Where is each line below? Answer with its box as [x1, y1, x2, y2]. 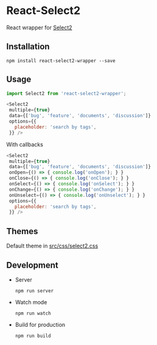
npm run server [15, 288, 54, 294]
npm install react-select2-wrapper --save [6, 57, 116, 64]
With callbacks [6, 141, 44, 148]
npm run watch [15, 310, 51, 316]
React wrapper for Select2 [6, 24, 72, 31]
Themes [6, 226, 38, 237]
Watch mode [15, 298, 47, 305]
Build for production [15, 321, 66, 328]
